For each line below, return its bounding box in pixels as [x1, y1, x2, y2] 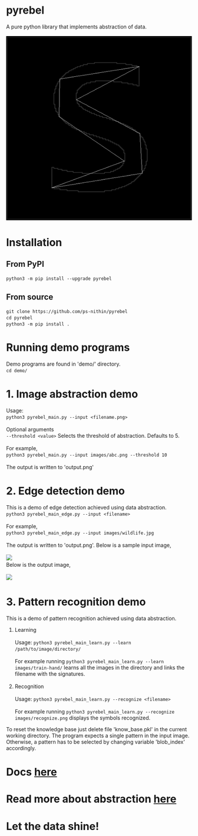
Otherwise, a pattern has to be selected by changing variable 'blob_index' [6, 738, 186, 745]
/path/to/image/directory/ [14, 646, 81, 652]
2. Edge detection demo [6, 485, 126, 498]
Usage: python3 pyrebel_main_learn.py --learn [14, 638, 131, 645]
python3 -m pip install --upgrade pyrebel [6, 276, 112, 282]
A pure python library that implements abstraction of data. [6, 23, 147, 30]
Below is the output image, [6, 561, 71, 569]
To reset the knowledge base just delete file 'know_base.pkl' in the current [6, 725, 187, 732]
